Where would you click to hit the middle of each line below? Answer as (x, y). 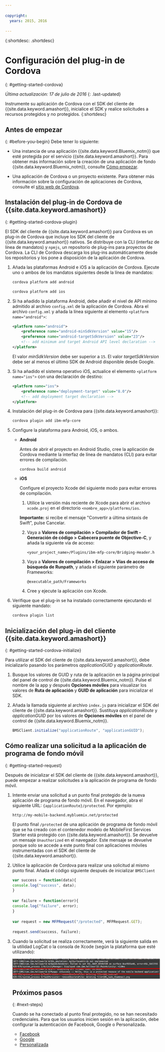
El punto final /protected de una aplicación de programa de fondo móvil (85, 824)
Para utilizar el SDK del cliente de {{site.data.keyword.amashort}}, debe (77, 660)
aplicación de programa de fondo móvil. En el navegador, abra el (78, 800)
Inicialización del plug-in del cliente (61, 631)
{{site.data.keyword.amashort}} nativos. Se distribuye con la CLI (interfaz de (82, 242)
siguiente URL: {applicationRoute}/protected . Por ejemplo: (72, 805)
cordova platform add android (43, 282)
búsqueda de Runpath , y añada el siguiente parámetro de (86, 567)
